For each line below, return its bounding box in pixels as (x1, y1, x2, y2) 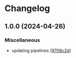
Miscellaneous (4, 37, 40, 43)
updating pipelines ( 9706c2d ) (11, 47, 72, 53)
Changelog (4, 3, 50, 14)
